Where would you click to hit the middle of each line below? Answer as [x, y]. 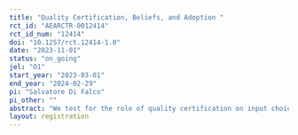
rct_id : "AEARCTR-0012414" [59, 26]
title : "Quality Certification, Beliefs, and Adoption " [117, 17]
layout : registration [49, 116]
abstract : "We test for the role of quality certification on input [138, 108]
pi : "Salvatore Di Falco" [57, 91]
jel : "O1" [27, 67]
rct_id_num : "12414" [47, 34]
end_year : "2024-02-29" [53, 83]
